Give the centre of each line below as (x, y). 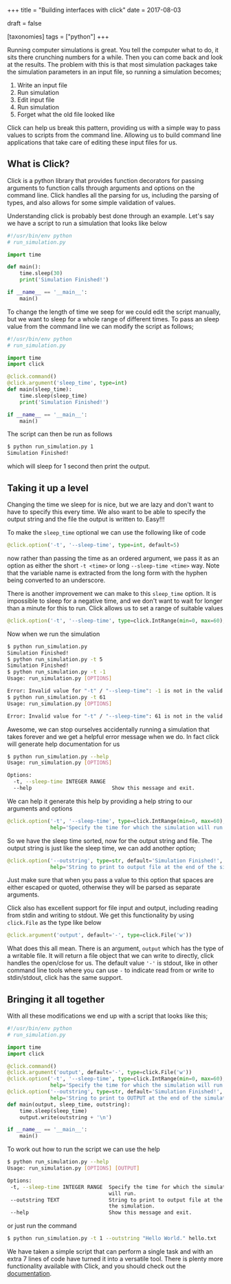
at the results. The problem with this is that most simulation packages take (112, 64)
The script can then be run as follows (60, 434)
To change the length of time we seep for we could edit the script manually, (114, 312)
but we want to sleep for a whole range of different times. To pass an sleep (113, 319)
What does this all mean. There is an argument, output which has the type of (115, 948)
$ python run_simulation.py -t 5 (55, 659)
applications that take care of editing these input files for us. (92, 142)
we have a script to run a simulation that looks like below (87, 223)
